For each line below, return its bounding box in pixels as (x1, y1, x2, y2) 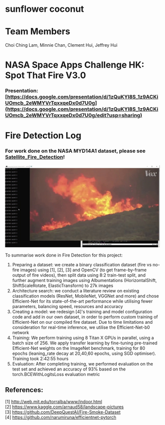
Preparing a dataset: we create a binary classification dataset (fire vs (12, 262, 152, 268)
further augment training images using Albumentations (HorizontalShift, (12, 278, 157, 283)
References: (5, 386, 43, 394)
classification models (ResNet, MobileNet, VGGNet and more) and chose (12, 293, 159, 299)
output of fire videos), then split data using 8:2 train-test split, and (12, 272, 146, 278)
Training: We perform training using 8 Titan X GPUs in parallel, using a (12, 335, 154, 341)
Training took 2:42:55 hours (12, 356, 69, 362)
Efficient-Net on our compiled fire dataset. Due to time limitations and (12, 319, 153, 325)
